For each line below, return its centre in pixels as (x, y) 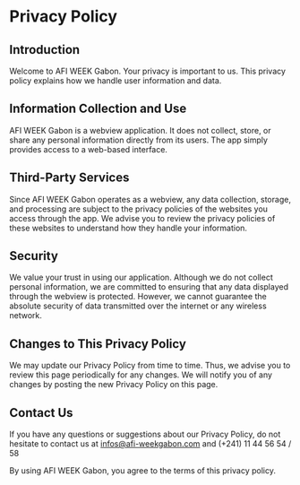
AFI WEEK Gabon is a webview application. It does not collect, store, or (140, 130)
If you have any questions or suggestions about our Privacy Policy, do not (145, 434)
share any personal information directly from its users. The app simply (139, 140)
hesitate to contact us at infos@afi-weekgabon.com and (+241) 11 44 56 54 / (150, 444)
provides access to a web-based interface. (89, 149)
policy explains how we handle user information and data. (116, 81)
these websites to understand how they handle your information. (129, 228)
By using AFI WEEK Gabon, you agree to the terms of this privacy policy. (142, 471)
